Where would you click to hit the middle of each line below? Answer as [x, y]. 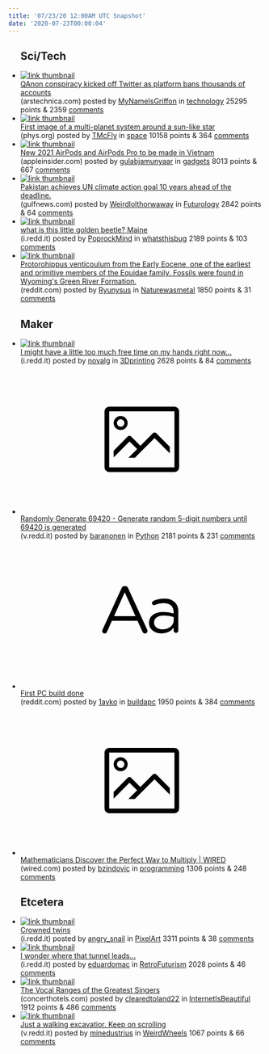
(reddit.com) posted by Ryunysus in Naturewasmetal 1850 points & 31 [136, 290]
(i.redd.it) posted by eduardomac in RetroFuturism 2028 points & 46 [133, 964]
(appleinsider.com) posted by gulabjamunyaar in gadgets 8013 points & [138, 162]
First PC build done [52, 693]
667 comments [45, 170]
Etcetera [42, 903]
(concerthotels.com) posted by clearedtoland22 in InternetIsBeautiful [135, 999]
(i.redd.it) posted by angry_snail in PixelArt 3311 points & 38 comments [137, 939]
